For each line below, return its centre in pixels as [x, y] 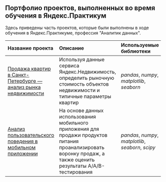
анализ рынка [24, 87]
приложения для [79, 129]
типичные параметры [85, 96]
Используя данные [82, 60]
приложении [23, 153]
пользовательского [31, 135]
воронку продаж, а [82, 153]
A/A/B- [96, 166]
